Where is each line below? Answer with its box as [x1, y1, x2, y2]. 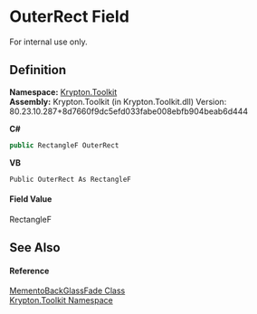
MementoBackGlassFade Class [9, 285, 126, 296]
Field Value [9, 194, 52, 205]
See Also [9, 240, 61, 255]
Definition [9, 62, 66, 78]
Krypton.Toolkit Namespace [9, 295, 113, 306]
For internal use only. [9, 36, 88, 47]
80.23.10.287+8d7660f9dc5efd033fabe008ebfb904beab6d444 [9, 106, 249, 117]
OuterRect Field [9, 6, 129, 27]
